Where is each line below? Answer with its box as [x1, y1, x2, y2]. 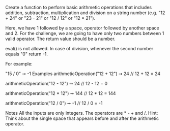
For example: [5, 61, 33, 67]
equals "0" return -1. [5, 51, 48, 57]
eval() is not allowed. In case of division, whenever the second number [5, 46, 154, 51]
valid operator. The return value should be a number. [5, 36, 116, 42]
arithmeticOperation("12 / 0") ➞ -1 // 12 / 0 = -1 [5, 100, 103, 106]
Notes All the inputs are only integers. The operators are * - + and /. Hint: [5, 110, 158, 116]
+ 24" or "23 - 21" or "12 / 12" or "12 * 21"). [5, 15, 96, 21]
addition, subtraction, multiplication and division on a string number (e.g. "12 [5, 10, 165, 16]
